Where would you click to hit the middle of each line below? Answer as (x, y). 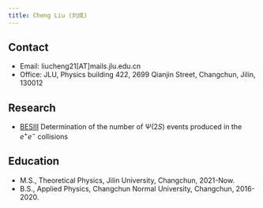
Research (32, 108)
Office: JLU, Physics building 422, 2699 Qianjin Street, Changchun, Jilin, (137, 75)
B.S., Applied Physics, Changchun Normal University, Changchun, (127, 188)
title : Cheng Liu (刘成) (48, 15)
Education (34, 161)
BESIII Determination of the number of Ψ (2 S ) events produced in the (131, 127)
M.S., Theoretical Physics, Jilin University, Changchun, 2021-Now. (127, 180)
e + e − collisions (44, 136)
